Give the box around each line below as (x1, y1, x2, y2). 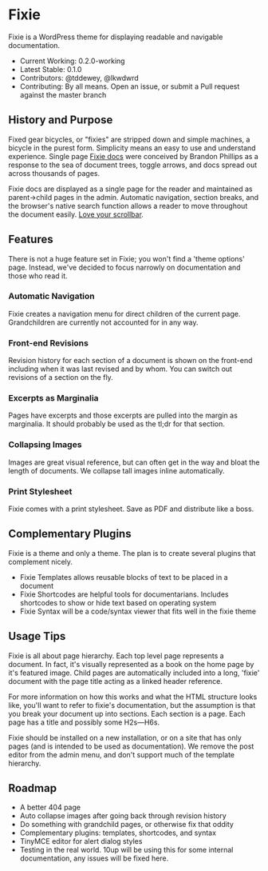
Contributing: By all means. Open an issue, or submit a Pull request (19, 82, 240, 91)
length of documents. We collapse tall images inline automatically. (8, 465, 225, 475)
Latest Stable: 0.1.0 (19, 64, 82, 74)
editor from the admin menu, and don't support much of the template (8, 749, 235, 759)
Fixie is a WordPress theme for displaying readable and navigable (8, 32, 223, 42)
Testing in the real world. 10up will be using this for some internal (19, 845, 234, 855)
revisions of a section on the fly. (8, 373, 113, 382)
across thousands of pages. (8, 168, 100, 178)
